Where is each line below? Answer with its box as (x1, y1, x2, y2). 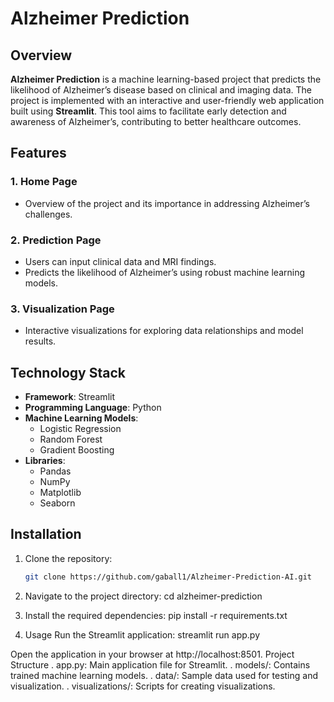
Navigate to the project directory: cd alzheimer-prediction (24, 590, 263, 602)
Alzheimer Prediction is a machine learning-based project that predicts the (10, 73, 322, 85)
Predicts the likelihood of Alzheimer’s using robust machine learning (24, 266, 306, 278)
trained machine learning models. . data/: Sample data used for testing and (10, 669, 319, 681)
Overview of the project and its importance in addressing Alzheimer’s (24, 197, 310, 209)
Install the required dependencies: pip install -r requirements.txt (24, 609, 288, 621)
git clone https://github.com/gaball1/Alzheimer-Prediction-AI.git (24, 572, 312, 582)
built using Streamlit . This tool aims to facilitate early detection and (10, 105, 287, 117)
